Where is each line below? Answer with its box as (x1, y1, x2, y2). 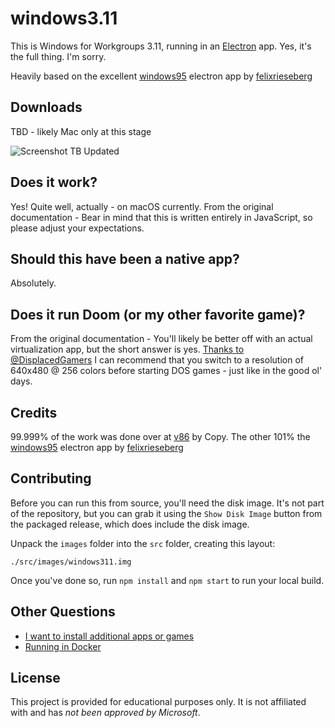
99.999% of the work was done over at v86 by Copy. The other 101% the (10, 431, 311, 442)
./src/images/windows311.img (10, 557, 132, 567)
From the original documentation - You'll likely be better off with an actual (10, 333, 313, 345)
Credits (10, 404, 58, 421)
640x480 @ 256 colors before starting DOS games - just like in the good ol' (10, 365, 323, 377)
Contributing (10, 470, 92, 487)
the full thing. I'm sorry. (10, 50, 107, 62)
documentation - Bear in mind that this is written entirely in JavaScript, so (10, 211, 313, 223)
